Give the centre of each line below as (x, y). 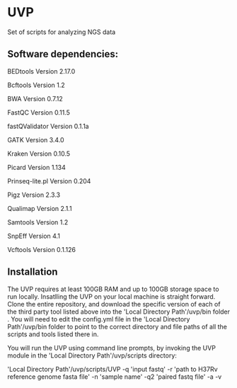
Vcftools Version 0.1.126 (42, 249)
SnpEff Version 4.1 (34, 236)
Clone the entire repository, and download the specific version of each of (114, 304)
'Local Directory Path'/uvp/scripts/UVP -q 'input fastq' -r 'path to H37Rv (112, 369)
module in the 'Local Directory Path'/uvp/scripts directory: (92, 355)
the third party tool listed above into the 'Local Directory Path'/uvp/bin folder (119, 312)
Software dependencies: (63, 54)
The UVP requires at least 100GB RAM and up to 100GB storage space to (113, 289)
